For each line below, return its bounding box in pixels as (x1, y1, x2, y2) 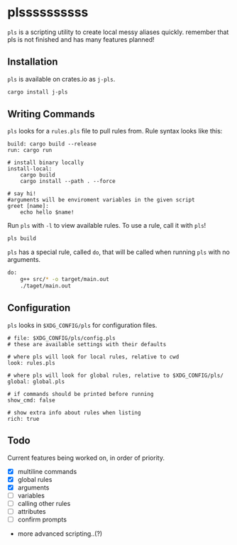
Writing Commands (7, 108, 96, 121)
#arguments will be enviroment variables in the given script (7, 197, 195, 204)
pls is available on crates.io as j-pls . (7, 75, 116, 83)
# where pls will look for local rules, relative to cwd (7, 353, 180, 360)
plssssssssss (7, 4, 89, 21)
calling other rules (17, 499, 71, 507)
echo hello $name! (20, 209, 75, 216)
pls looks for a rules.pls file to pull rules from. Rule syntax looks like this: (7, 127, 223, 136)
